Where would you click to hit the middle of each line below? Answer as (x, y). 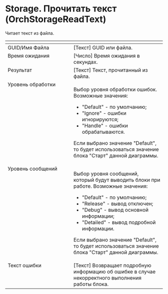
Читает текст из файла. (30, 33)
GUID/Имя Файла (28, 47)
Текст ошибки (24, 265)
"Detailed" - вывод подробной (119, 222)
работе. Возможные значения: (110, 186)
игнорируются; (100, 119)
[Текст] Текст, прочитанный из (111, 70)
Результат (20, 70)
